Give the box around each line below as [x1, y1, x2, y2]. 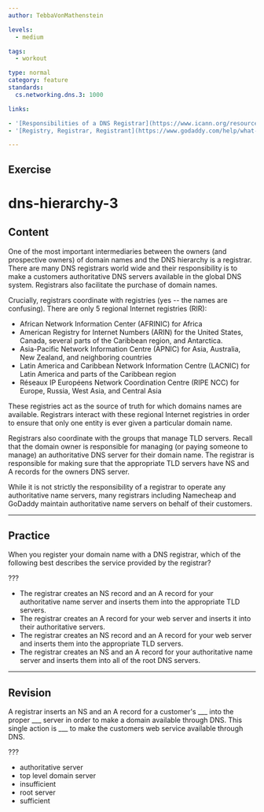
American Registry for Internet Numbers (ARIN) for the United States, [19, 327, 244, 337]
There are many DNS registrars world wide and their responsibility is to [8, 263, 238, 273]
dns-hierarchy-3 [8, 194, 119, 212]
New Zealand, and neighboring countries [19, 352, 152, 362]
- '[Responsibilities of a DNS [8, 119, 111, 127]
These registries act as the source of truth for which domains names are [8, 401, 242, 411]
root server [19, 788, 57, 797]
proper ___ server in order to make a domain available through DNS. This [8, 715, 242, 725]
